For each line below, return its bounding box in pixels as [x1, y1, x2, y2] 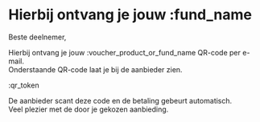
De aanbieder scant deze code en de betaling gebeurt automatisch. [8, 96, 233, 105]
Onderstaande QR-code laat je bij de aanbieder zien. [8, 64, 183, 74]
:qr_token [8, 80, 39, 90]
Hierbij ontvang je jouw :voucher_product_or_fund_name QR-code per [8, 47, 241, 57]
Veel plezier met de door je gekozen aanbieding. [8, 104, 169, 114]
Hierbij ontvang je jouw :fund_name [8, 6, 252, 24]
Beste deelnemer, [8, 32, 67, 42]
